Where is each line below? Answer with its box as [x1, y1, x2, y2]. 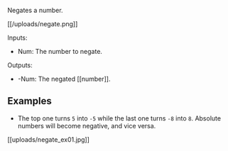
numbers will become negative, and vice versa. [17, 121, 156, 130]
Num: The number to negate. [17, 47, 103, 55]
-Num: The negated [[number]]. [17, 74, 111, 83]
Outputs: [7, 61, 33, 69]
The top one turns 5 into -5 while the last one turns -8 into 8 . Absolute [17, 113, 222, 123]
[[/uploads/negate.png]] [7, 20, 78, 28]
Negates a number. [7, 6, 63, 14]
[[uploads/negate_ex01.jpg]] [7, 135, 90, 144]
